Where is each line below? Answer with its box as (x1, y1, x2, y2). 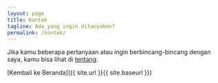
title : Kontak (7, 16, 48, 23)
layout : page (7, 10, 45, 17)
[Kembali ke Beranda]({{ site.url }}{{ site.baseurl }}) (7, 69, 153, 77)
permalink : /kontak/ (7, 29, 67, 36)
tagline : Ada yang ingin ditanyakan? (7, 23, 116, 29)
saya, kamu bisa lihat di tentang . (7, 56, 98, 64)
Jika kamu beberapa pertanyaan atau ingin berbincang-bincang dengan (7, 48, 211, 56)
